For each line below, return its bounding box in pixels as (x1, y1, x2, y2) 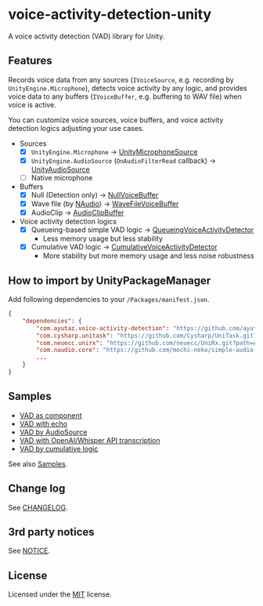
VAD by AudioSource (19, 427, 88, 437)
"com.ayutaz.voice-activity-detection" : (36, 324, 170, 332)
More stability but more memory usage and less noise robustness (42, 251, 254, 260)
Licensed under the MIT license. (8, 590, 112, 599)
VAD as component (19, 410, 82, 420)
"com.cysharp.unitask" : (36, 332, 113, 339)
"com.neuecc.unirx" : (36, 339, 103, 347)
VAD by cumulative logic (19, 444, 99, 453)
